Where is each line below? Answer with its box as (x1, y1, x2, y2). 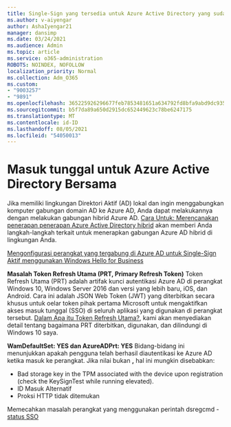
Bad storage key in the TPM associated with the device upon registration (16, 370, 223, 378)
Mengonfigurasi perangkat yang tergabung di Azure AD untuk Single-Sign (7, 249, 217, 257)
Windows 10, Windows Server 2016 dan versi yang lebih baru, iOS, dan (7, 284, 208, 293)
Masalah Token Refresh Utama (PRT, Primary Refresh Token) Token (7, 270, 203, 278)
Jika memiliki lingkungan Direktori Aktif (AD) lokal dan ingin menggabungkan (7, 199, 224, 208)
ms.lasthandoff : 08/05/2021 (7, 126, 88, 132)
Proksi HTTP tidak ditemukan (16, 392, 100, 400)
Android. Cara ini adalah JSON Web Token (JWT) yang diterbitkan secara (7, 292, 215, 300)
